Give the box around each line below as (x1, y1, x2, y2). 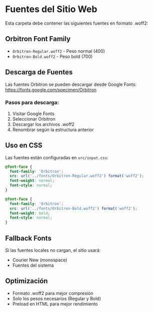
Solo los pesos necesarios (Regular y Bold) (12, 295, 101, 301)
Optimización (5, 277, 48, 285)
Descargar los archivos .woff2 (12, 121, 75, 127)
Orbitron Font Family (5, 35, 71, 43)
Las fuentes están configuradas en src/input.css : (5, 154, 108, 160)
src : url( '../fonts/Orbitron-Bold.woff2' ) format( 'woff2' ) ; (9, 206, 137, 211)
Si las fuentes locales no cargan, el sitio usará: (5, 247, 101, 253)
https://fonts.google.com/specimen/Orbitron (5, 86, 96, 92)
